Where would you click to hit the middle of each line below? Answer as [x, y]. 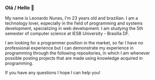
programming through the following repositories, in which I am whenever [77, 53]
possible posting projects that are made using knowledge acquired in [74, 58]
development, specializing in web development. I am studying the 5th [74, 28]
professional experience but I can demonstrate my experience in [70, 48]
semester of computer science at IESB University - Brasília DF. [67, 34]
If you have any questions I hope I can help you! [53, 73]
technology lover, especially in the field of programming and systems [74, 23]
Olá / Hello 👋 [20, 8]
